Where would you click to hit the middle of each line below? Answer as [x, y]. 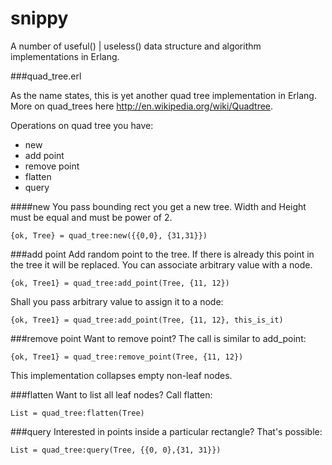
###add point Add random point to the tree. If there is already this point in [162, 254]
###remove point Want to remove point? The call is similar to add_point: [158, 338]
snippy [39, 18]
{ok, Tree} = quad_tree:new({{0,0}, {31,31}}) [109, 235]
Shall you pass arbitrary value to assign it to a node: [117, 301]
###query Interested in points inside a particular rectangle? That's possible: [166, 431]
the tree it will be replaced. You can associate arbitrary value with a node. [161, 264]
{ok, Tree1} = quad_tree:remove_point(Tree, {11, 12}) [127, 357]
